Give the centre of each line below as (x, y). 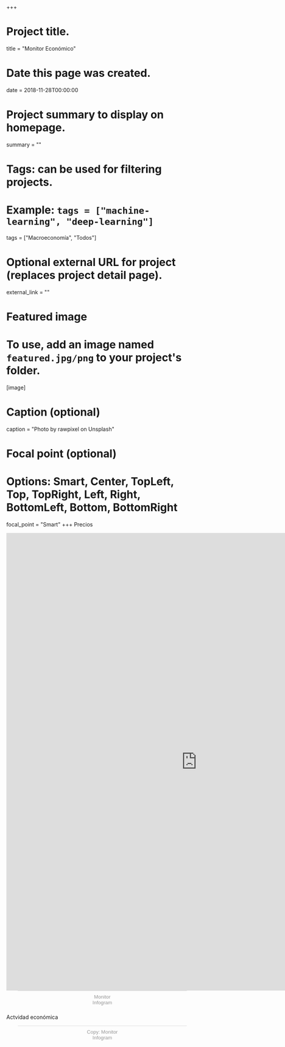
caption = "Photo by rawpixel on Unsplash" (60, 429)
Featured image (47, 317)
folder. (23, 371)
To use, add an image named (80, 345)
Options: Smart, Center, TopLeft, (90, 482)
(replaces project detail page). (84, 275)
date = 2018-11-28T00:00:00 (42, 90)
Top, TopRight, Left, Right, (74, 495)
